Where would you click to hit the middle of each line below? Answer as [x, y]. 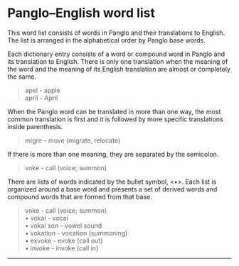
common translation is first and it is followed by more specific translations [115, 119]
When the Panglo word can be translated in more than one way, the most [114, 111]
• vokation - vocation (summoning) [76, 233]
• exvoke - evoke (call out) [64, 240]
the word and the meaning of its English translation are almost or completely [119, 69]
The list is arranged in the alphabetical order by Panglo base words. [106, 40]
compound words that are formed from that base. [80, 196]
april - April [41, 98]
